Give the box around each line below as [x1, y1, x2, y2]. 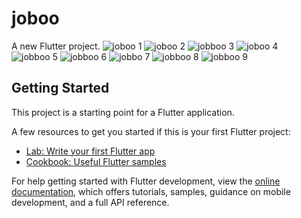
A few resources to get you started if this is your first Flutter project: [11, 125, 291, 137]
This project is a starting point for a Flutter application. [11, 106, 235, 118]
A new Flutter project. [11, 40, 101, 52]
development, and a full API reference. [11, 196, 170, 208]
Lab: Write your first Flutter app [25, 145, 156, 157]
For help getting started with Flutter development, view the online [11, 175, 281, 187]
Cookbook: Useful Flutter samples [25, 155, 167, 167]
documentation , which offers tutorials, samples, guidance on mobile [11, 185, 291, 197]
